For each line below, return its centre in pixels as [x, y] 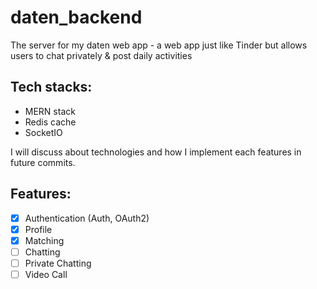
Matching [44, 240]
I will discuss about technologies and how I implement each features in [156, 152]
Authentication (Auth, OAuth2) [87, 218]
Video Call [46, 274]
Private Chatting [58, 263]
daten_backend [76, 17]
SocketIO [43, 132]
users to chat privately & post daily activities [101, 55]
